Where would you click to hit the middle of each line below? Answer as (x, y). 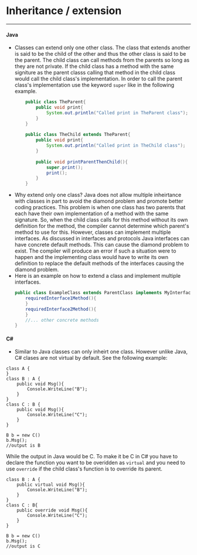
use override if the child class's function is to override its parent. (84, 469)
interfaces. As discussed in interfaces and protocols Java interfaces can (102, 239)
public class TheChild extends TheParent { (78, 135)
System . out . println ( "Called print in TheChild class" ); (116, 146)
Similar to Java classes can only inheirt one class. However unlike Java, (101, 352)
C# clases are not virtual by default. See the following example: (91, 358)
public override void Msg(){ (52, 510)
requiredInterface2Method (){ (61, 309)
